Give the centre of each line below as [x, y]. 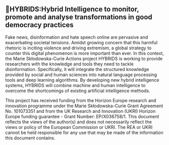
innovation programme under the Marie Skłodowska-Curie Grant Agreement [84, 106]
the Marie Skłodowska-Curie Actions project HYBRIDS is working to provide [84, 58]
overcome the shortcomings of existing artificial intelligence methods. [78, 91]
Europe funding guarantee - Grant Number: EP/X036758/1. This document [82, 116]
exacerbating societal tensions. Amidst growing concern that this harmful [81, 42]
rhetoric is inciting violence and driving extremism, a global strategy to [78, 48]
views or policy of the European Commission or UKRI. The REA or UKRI [79, 127]
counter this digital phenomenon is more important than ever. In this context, [84, 53]
